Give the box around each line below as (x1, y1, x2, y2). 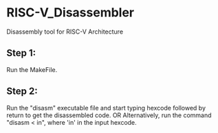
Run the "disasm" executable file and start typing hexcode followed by (6, 104, 206, 112)
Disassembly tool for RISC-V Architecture (6, 27, 124, 36)
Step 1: (6, 47, 36, 59)
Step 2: (6, 86, 39, 97)
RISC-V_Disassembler (6, 5, 135, 21)
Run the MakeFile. (6, 65, 58, 73)
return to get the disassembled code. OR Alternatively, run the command (6, 111, 212, 119)
